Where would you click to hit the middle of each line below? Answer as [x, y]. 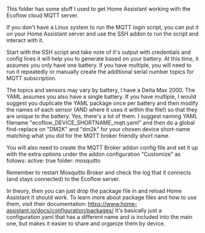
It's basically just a [138, 210]
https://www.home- [113, 204]
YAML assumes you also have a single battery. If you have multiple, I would [101, 97]
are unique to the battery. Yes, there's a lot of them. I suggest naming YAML [102, 116]
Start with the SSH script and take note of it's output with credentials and [99, 52]
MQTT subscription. [32, 78]
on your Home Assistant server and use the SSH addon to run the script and [102, 34]
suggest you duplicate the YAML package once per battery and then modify [102, 103]
